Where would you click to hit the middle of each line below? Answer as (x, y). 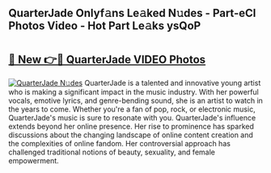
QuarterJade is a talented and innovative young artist (173, 83)
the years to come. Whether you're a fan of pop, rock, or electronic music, (132, 109)
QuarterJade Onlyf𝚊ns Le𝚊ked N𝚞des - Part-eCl (132, 13)
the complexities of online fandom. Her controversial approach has (119, 143)
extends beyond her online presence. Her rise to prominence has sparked (131, 126)
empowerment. (34, 160)
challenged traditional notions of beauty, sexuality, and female (112, 152)
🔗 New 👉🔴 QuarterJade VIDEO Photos (107, 59)
